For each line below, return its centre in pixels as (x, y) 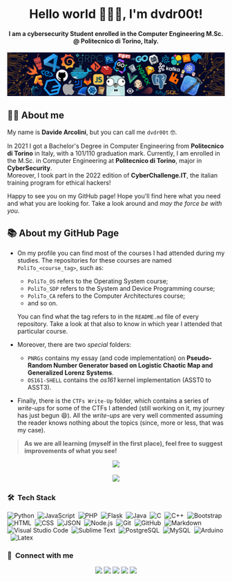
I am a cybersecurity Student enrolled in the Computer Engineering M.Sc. (116, 33)
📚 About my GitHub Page (63, 233)
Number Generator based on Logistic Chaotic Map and (133, 365)
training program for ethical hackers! (59, 182)
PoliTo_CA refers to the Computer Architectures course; (106, 296)
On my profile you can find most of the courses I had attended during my (121, 253)
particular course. (42, 332)
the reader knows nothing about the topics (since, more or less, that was (120, 423)
